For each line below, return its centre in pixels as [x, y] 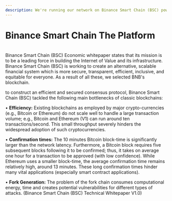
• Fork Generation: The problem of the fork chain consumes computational [85, 182]
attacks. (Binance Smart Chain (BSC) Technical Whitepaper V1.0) [74, 193]
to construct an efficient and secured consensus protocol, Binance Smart [82, 92]
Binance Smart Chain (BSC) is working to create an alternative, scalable [81, 66]
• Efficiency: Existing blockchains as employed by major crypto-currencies [85, 108]
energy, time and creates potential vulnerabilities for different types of [79, 187]
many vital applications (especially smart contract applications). [72, 172]
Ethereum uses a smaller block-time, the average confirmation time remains [85, 161]
